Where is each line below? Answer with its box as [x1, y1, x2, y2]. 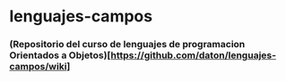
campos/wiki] [9, 61, 71, 73]
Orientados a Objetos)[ [9, 49, 111, 61]
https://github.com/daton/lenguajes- [110, 49, 276, 61]
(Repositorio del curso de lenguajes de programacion [9, 38, 246, 51]
